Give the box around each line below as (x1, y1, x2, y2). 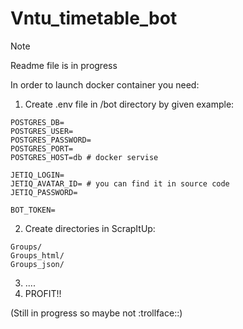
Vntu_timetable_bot (10, 7, 178, 30)
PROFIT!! (24, 287, 62, 299)
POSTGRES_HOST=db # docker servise (10, 152, 159, 162)
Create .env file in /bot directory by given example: (24, 98, 235, 110)
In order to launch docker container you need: (10, 78, 200, 91)
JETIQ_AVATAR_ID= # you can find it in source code (10, 178, 230, 189)
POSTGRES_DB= (10, 117, 65, 127)
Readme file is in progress (10, 59, 118, 71)
